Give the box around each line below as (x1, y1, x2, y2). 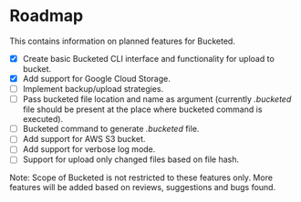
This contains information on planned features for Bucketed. (9, 35, 235, 46)
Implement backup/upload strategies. (22, 84, 164, 95)
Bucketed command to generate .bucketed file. (22, 124, 200, 135)
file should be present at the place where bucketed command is (22, 104, 263, 115)
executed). (22, 114, 64, 125)
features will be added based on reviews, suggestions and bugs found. (9, 182, 276, 193)
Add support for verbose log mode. (22, 144, 156, 155)
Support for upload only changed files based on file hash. (22, 154, 240, 165)
